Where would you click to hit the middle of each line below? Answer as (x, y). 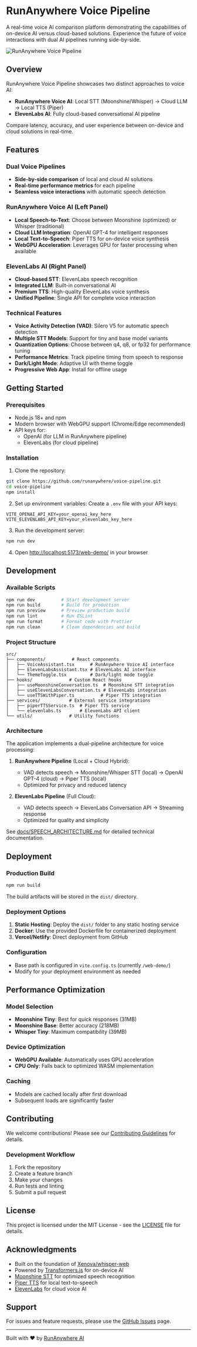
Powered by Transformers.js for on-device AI (69, 1270)
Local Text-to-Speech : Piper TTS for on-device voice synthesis (92, 239)
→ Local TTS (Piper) (39, 108)
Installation (23, 458)
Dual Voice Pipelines (36, 167)
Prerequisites (26, 405)
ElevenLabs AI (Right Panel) (46, 266)
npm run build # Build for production (62, 605)
